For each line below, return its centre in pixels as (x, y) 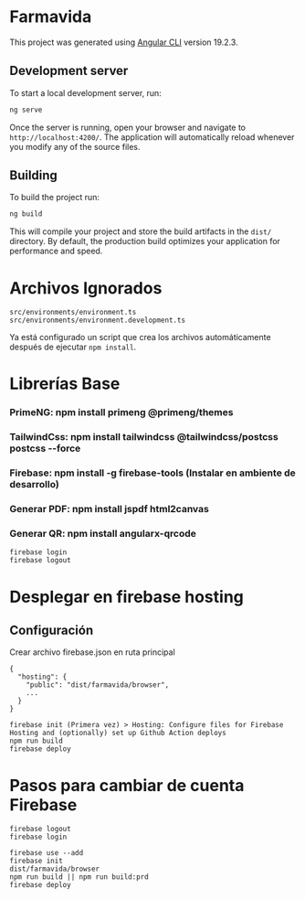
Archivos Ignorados (86, 288)
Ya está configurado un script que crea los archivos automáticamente (140, 337)
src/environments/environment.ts (73, 313)
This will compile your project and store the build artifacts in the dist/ (141, 231)
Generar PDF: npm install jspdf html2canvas (110, 509)
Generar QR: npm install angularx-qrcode (103, 534)
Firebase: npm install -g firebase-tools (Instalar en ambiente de (153, 473)
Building (33, 176)
